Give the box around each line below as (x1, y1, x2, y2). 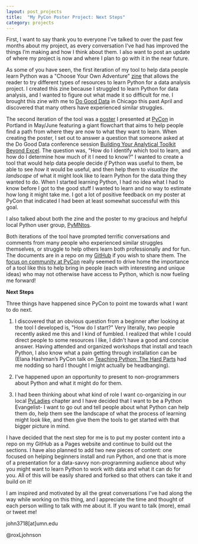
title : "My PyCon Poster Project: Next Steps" (6, 14, 126, 20)
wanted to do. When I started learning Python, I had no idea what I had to (6, 178, 184, 185)
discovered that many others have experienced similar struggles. (6, 104, 164, 111)
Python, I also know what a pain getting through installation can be (14, 349, 177, 356)
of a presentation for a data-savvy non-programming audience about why (6, 459, 186, 466)
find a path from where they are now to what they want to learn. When (6, 128, 177, 135)
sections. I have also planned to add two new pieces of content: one (6, 447, 173, 454)
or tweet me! (6, 508, 37, 516)
